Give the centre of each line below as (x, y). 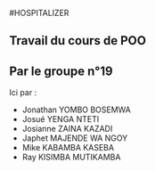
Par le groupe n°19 (61, 71)
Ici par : (23, 93)
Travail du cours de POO (78, 41)
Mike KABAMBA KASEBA (68, 148)
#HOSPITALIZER (39, 13)
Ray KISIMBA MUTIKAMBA (71, 157)
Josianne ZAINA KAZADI (67, 129)
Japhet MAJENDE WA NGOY (75, 138)
